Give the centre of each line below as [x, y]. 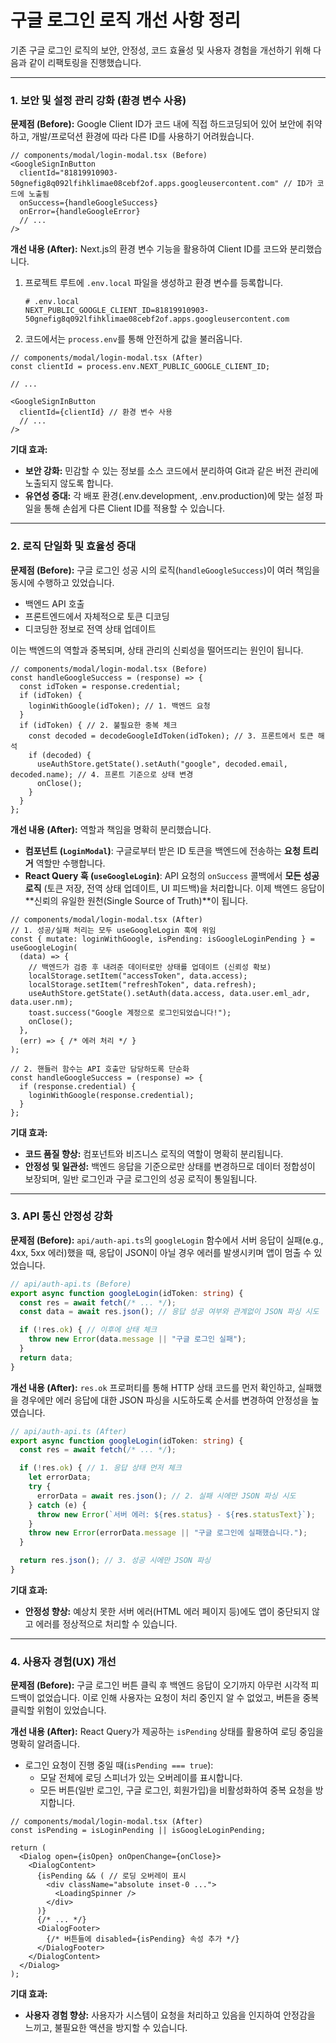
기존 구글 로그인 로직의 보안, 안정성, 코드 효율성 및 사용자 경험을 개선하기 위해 [161, 50]
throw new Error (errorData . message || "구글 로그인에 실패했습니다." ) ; [168, 1533]
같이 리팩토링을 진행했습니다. [85, 62]
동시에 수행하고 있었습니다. [62, 582]
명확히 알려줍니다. [45, 1744]
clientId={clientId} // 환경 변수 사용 [96, 412]
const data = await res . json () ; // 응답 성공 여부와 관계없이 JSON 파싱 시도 [169, 1312]
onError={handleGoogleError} [80, 212]
